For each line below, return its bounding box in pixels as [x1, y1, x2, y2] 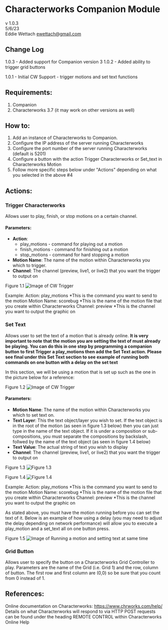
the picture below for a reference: [5, 374, 75, 380]
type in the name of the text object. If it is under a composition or [12, 428, 147, 434]
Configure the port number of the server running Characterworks [12, 146, 147, 152]
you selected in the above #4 [12, 172, 73, 178]
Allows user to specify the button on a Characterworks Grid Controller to [5, 559, 155, 565]
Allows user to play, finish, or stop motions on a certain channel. [5, 213, 138, 219]
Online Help [5, 619, 30, 625]
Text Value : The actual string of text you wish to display [12, 444, 128, 450]
